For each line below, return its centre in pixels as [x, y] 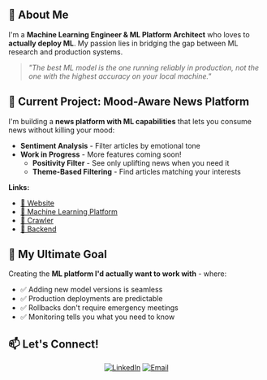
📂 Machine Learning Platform [69, 211]
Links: [19, 187]
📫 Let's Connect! [54, 344]
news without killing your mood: [62, 130]
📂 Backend [38, 229]
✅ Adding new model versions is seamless [91, 290]
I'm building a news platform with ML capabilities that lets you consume [130, 121]
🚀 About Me [39, 15]
